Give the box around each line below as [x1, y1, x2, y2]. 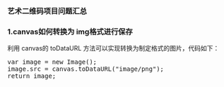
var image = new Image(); [7, 58, 98, 66]
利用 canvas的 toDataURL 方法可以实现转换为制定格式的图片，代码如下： [7, 44, 220, 53]
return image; [7, 72, 57, 80]
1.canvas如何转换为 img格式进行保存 [7, 27, 133, 36]
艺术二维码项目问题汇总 [7, 6, 87, 15]
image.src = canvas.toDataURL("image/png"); [7, 65, 165, 73]
